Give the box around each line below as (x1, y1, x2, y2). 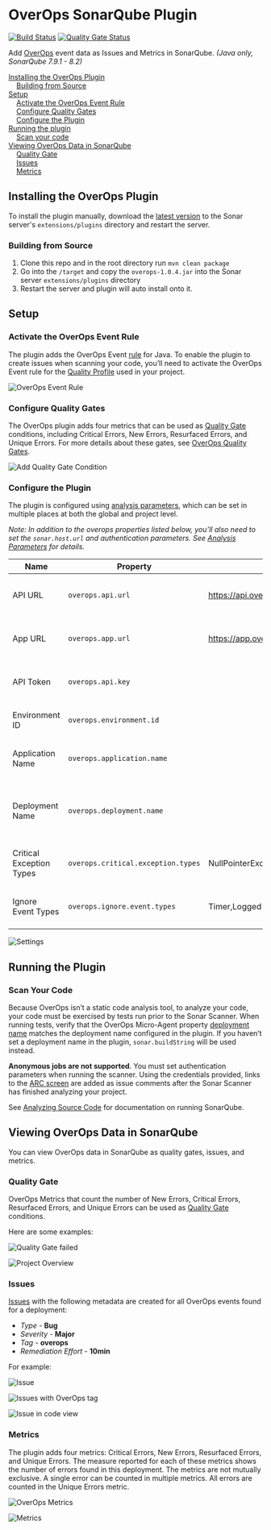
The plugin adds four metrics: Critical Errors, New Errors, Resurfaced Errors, (8, 1447, 262, 1457)
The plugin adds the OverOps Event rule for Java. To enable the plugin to (8, 349, 251, 360)
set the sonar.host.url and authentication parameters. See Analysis (8, 534, 236, 543)
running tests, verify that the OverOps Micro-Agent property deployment (8, 1020, 250, 1029)
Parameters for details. (8, 542, 85, 551)
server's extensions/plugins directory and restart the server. (8, 219, 211, 229)
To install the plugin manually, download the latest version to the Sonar (8, 211, 244, 221)
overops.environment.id (68, 716, 160, 725)
